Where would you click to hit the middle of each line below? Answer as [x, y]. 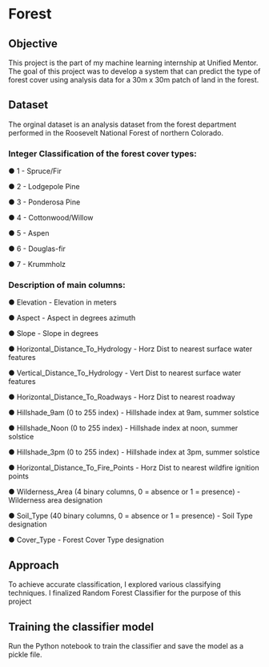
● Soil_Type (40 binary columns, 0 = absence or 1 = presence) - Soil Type [131, 516]
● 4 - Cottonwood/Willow [51, 218]
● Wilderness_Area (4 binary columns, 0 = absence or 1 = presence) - [124, 492]
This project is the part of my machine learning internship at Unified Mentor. [133, 63]
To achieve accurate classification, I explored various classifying [115, 584]
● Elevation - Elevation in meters [63, 302]
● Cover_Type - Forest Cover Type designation [86, 540]
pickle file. [25, 655]
